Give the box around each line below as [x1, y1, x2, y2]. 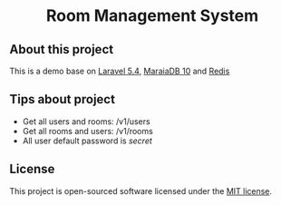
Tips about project [9, 92, 116, 107]
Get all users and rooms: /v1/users [22, 115, 151, 127]
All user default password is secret [22, 135, 152, 146]
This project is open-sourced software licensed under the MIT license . [9, 185, 273, 196]
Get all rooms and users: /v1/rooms [22, 125, 154, 136]
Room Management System [45, 5, 259, 26]
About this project [9, 42, 114, 57]
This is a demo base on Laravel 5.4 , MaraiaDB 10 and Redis [9, 65, 230, 76]
